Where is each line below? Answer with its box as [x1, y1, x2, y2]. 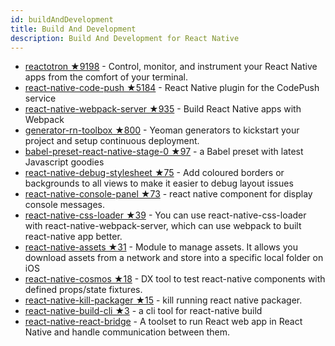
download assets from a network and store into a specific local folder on [24, 252, 324, 264]
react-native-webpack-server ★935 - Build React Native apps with [24, 103, 302, 115]
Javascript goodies [24, 156, 105, 168]
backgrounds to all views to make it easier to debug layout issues [24, 177, 294, 190]
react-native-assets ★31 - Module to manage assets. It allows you [24, 241, 298, 253]
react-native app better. [24, 231, 123, 243]
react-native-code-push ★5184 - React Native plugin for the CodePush [24, 82, 320, 94]
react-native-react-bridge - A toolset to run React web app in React [24, 316, 303, 328]
